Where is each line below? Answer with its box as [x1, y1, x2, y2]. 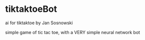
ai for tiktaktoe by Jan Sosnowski [5, 20, 73, 26]
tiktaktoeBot [5, 3, 57, 15]
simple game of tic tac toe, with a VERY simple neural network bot [5, 29, 141, 35]
